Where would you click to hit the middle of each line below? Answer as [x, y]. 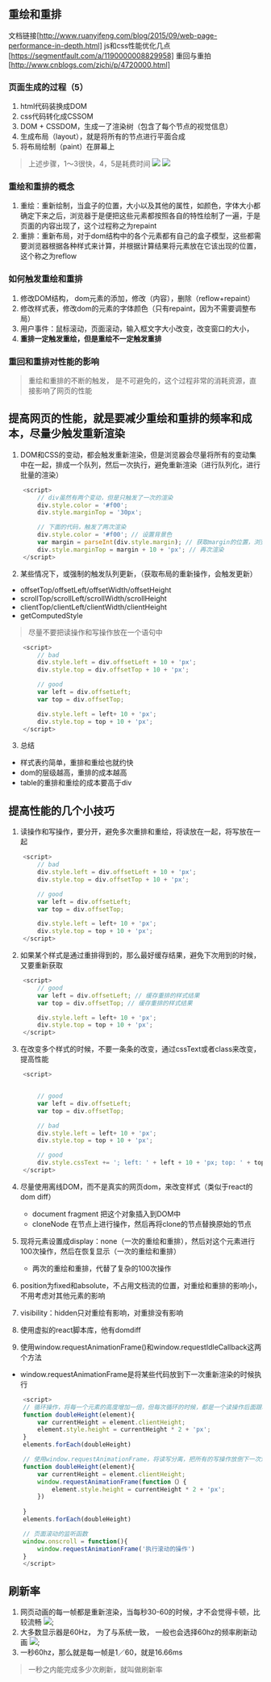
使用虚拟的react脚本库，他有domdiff [80, 1329]
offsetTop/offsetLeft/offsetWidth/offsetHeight [96, 590]
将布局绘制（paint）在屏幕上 [67, 147]
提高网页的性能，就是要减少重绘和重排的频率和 [125, 418]
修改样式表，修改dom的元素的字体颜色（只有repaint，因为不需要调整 [135, 308]
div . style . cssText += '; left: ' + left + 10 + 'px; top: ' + [144, 1163]
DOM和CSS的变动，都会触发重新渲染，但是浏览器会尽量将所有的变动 [135, 454]
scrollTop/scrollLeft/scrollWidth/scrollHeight [93, 598]
